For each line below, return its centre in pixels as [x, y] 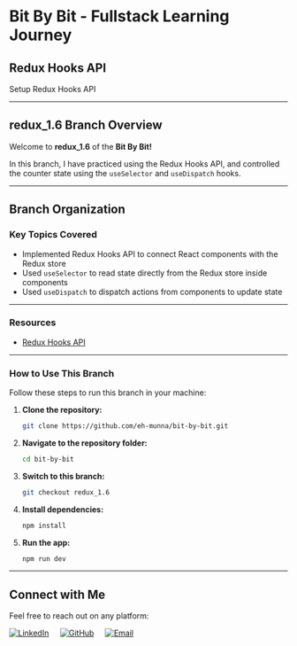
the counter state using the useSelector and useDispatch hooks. [125, 173]
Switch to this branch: [63, 476]
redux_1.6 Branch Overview [86, 125]
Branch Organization [67, 210]
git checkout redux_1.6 [66, 492]
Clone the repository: [62, 410]
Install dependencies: [63, 509]
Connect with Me [57, 594]
